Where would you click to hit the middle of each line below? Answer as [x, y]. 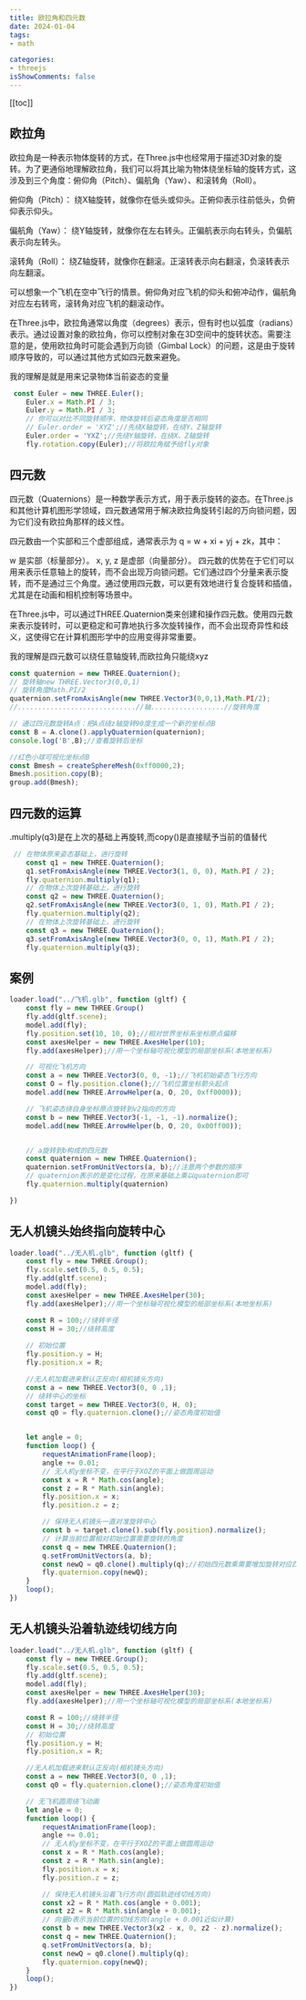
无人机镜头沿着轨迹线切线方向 [93, 1629]
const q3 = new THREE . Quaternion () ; [96, 930]
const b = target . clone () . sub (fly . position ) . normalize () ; [154, 1530]
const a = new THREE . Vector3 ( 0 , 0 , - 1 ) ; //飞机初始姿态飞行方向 [142, 1076]
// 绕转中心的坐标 [56, 1396]
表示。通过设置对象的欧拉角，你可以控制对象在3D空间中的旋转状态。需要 [147, 334]
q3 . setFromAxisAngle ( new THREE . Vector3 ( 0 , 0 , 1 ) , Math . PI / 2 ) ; [150, 939]
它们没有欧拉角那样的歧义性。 [73, 522]
